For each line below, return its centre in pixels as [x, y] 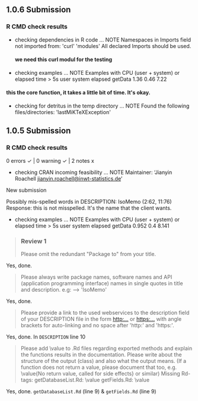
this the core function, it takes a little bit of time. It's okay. [79, 93]
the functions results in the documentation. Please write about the [101, 355]
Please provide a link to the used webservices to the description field [105, 313]
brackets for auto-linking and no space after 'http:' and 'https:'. [97, 326]
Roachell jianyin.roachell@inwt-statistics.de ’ [68, 178]
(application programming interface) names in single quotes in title [102, 283]
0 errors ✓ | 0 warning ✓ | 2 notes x [50, 160]
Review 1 [33, 241]
